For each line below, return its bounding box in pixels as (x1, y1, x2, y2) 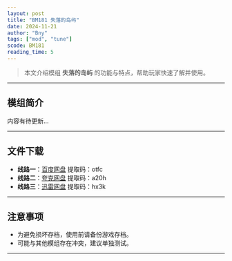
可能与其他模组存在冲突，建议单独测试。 (17, 239, 133, 247)
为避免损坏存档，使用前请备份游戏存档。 (17, 231, 133, 239)
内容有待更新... (7, 117, 50, 125)
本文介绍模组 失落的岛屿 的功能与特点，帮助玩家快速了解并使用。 (23, 68, 209, 77)
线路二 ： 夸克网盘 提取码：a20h (17, 173, 107, 182)
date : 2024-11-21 (7, 23, 57, 30)
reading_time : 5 (7, 49, 54, 56)
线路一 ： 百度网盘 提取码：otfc (17, 165, 104, 173)
